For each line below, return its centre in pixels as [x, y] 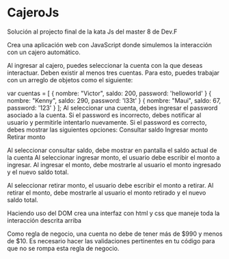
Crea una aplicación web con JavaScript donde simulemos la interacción [109, 45]
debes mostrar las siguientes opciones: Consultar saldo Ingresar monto [108, 129]
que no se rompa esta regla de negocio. [63, 248]
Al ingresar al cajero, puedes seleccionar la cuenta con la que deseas [105, 65]
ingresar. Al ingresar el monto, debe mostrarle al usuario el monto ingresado [114, 164]
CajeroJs [33, 13]
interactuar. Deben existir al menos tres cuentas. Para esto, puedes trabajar [113, 73]
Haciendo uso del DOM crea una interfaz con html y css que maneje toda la [113, 213]
